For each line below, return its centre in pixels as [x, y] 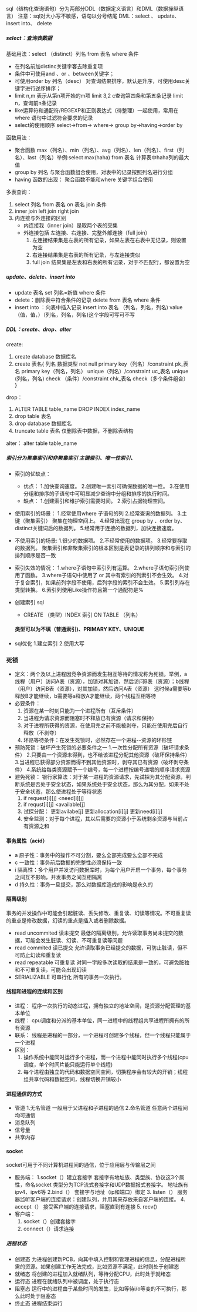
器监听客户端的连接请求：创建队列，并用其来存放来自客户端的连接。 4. [100, 1199]
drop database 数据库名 [43, 423]
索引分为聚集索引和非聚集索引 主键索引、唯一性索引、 [71, 458]
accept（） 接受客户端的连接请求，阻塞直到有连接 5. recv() [86, 1207]
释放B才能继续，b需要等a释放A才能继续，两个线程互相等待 [85, 696]
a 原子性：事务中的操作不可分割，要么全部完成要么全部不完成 [89, 855]
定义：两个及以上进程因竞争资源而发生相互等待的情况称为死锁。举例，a [101, 674]
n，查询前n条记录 [36, 103]
